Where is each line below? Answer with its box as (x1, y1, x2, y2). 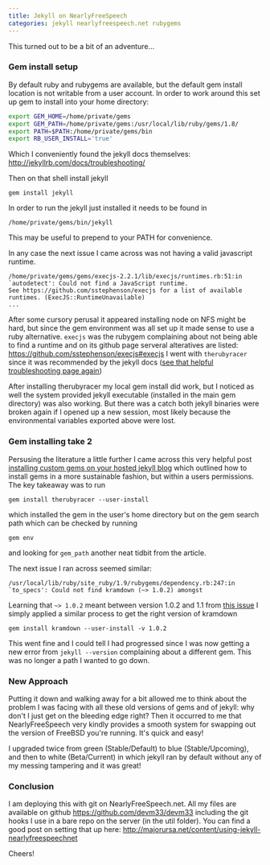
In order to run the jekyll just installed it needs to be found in (8, 203, 207, 213)
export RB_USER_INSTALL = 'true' (8, 134, 113, 143)
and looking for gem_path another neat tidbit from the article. (8, 548, 207, 558)
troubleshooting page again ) (8, 366, 102, 376)
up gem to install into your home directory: (8, 97, 149, 106)
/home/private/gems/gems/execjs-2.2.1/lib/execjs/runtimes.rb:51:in (8, 273, 243, 281)
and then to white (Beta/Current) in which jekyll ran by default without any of (8, 752, 262, 761)
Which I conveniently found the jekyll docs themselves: (8, 150, 191, 159)
